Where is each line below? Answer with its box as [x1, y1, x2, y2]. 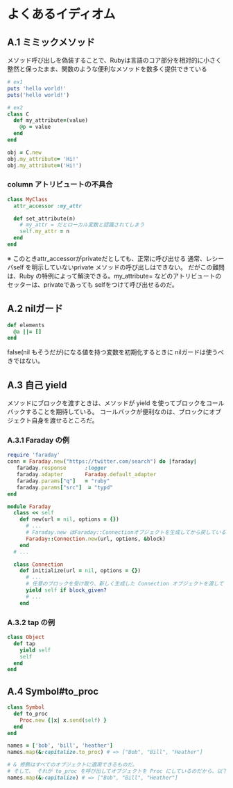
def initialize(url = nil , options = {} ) [19, 567, 141, 574]
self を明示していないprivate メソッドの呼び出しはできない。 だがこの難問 [12, 262, 225, 271]
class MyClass [7, 196, 49, 203]
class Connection [13, 561, 64, 568]
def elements [7, 322, 45, 329]
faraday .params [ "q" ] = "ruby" [16, 478, 110, 484]
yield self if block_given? [25, 587, 107, 594]
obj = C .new [7, 149, 42, 156]
